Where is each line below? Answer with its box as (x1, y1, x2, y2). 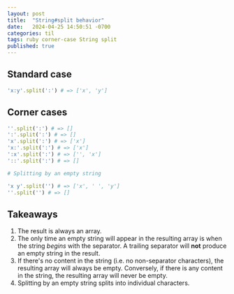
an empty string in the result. (17, 249, 101, 258)
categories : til (7, 29, 54, 37)
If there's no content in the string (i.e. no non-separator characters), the (17, 256, 224, 265)
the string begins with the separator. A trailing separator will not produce (17, 242, 227, 250)
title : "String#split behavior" (7, 17, 105, 24)
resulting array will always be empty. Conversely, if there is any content (17, 264, 224, 272)
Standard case (7, 68, 72, 80)
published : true (7, 43, 54, 50)
